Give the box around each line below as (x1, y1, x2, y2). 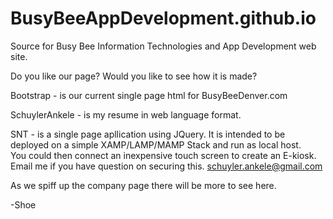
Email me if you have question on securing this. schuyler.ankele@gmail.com (10, 160, 323, 172)
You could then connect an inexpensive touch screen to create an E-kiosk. (10, 149, 317, 161)
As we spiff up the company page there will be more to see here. (10, 179, 277, 191)
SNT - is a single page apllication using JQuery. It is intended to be (10, 128, 286, 140)
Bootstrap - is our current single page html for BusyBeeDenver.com (10, 89, 288, 101)
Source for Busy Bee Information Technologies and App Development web (10, 40, 317, 52)
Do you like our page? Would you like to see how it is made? (10, 70, 258, 82)
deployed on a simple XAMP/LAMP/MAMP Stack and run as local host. (10, 138, 302, 151)
